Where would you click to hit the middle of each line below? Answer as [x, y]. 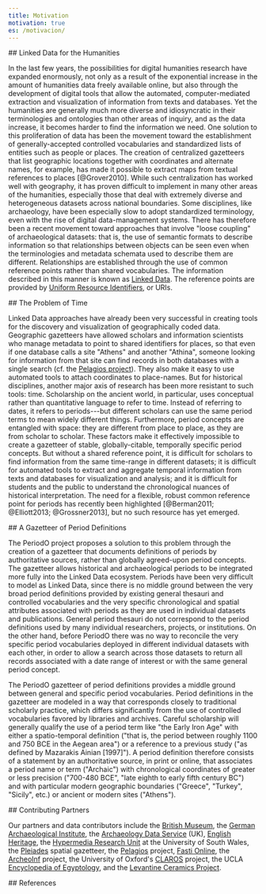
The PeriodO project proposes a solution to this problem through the [120, 543]
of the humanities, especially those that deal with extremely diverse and [125, 195]
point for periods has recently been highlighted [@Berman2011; [111, 504]
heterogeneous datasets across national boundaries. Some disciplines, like [130, 203]
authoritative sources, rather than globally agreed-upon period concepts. [127, 560]
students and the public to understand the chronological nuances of [119, 487]
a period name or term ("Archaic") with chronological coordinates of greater [132, 769]
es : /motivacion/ [37, 30]
